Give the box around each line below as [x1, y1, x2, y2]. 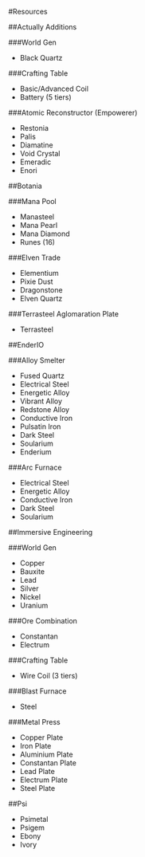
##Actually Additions [8, 22, 77, 31]
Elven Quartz [19, 294, 63, 303]
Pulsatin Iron [19, 422, 61, 431]
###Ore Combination [8, 616, 78, 625]
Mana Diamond [19, 229, 70, 238]
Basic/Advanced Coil [19, 84, 89, 93]
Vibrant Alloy [19, 396, 62, 406]
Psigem [19, 823, 45, 832]
